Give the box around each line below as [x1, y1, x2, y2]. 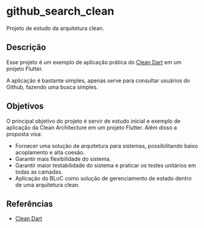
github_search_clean [6, 4, 114, 18]
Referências [6, 199, 54, 209]
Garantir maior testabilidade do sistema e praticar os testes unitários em [15, 161, 196, 169]
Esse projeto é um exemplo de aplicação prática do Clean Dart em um [6, 58, 181, 65]
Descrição [6, 42, 46, 53]
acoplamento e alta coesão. [15, 149, 85, 156]
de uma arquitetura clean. [15, 181, 80, 188]
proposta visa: [6, 130, 43, 138]
